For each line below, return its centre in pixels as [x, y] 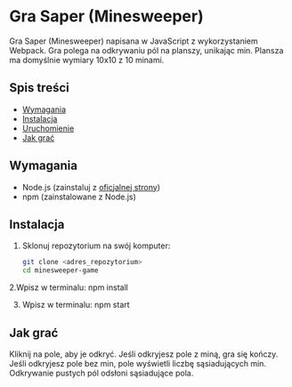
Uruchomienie [48, 128]
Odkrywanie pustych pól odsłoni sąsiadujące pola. [101, 373]
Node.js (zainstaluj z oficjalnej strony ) [91, 187]
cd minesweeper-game [60, 270]
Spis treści [39, 88]
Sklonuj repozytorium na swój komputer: [96, 246]
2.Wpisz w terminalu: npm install [69, 287]
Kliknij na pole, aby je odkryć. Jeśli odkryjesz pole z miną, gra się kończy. [144, 354]
